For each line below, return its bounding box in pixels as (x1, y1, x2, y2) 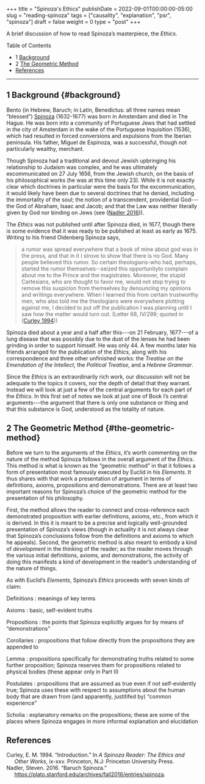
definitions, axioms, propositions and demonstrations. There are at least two (6, 481, 198, 488)
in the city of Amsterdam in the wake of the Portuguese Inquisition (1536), (6, 125, 192, 133)
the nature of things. (6, 564, 58, 572)
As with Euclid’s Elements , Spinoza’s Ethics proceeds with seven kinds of (6, 576, 190, 584)
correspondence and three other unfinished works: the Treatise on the (6, 354, 184, 362)
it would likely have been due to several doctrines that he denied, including (6, 189, 195, 197)
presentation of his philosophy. (6, 494, 84, 501)
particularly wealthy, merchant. (6, 145, 84, 152)
